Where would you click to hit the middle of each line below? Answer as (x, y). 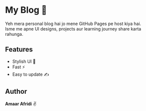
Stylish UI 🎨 (24, 61)
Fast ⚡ (19, 67)
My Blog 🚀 (26, 10)
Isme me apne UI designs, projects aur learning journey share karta (73, 28)
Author (16, 92)
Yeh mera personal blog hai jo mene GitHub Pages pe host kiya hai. (73, 24)
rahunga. (14, 34)
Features (19, 49)
